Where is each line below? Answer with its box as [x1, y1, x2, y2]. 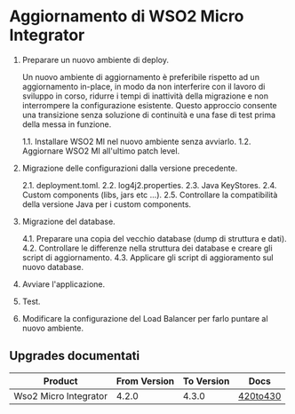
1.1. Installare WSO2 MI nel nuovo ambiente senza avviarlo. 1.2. [21, 136, 251, 147]
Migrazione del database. [21, 216, 116, 227]
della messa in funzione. [21, 118, 112, 130]
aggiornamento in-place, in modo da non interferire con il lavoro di [21, 81, 266, 92]
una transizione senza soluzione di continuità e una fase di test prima [21, 109, 276, 120]
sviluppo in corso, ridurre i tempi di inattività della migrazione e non [21, 91, 269, 101]
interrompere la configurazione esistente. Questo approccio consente [21, 100, 277, 110]
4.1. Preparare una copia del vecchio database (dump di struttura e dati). [21, 233, 287, 243]
